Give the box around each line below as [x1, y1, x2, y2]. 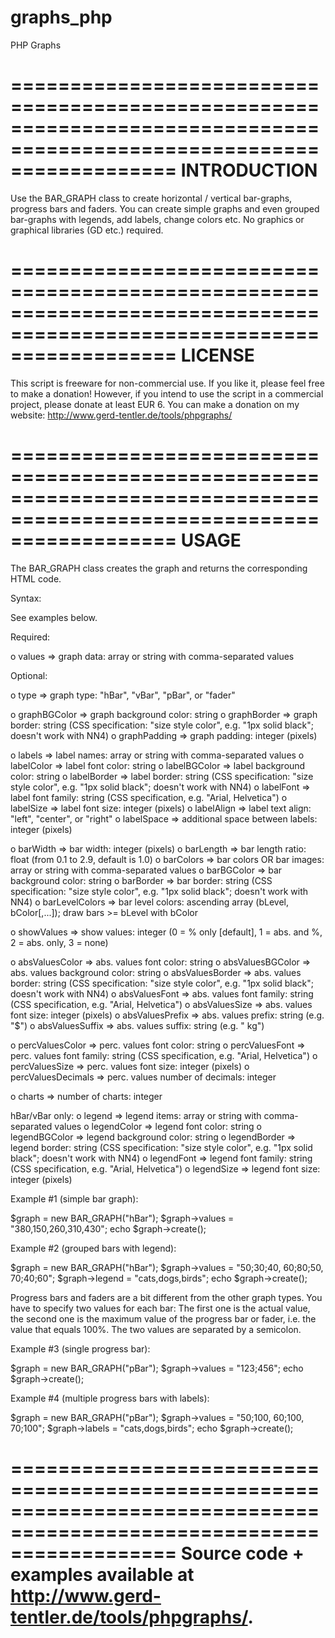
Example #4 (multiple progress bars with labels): [10, 1392, 210, 1404]
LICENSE [180, 344, 255, 367]
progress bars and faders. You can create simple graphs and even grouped [10, 202, 320, 215]
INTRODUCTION [180, 159, 318, 182]
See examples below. [10, 611, 98, 623]
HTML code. [10, 572, 62, 585]
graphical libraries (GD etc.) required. [10, 224, 164, 236]
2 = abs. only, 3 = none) [10, 936, 109, 948]
